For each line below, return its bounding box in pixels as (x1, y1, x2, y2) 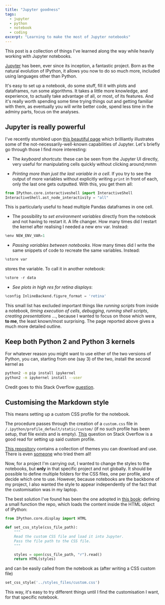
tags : (5, 12, 16, 17)
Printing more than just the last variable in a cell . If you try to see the (12, 170, 151, 177)
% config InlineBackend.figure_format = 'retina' (5, 294, 107, 299)
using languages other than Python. (5, 73, 78, 79)
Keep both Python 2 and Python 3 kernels (5, 338, 135, 346)
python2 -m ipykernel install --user (5, 375, 82, 380)
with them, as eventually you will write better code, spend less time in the (5, 104, 154, 109)
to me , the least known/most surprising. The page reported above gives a (5, 318, 154, 324)
